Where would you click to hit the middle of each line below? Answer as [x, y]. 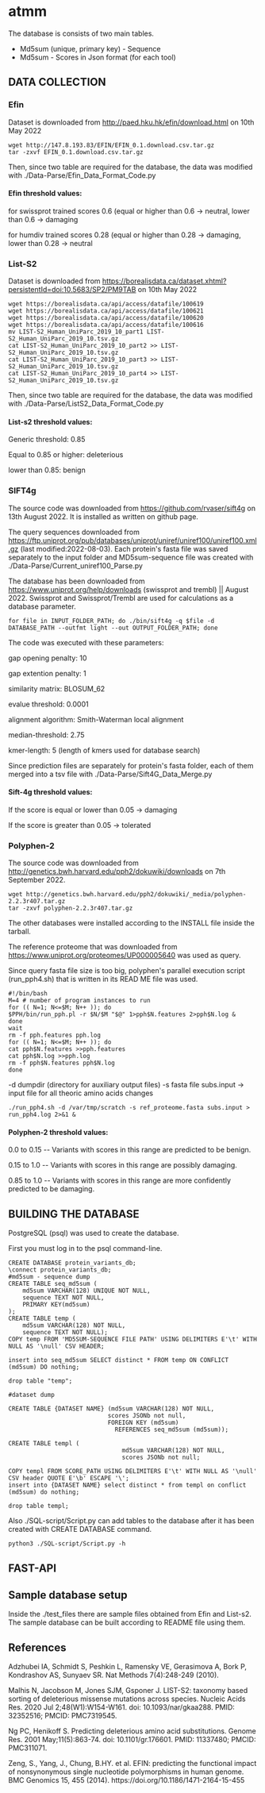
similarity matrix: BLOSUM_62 [57, 688]
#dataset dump [32, 1395]
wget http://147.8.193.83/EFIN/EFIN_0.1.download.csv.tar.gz [111, 145]
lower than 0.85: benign [47, 470]
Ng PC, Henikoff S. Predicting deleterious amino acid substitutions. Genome [132, 1731]
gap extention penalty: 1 [48, 673]
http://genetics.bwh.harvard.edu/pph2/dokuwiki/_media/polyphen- [136, 895]
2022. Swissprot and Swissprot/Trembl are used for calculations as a [121, 598]
